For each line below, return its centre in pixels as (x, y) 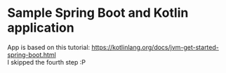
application (41, 28)
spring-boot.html (32, 55)
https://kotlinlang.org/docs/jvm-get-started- (155, 47)
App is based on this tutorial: (49, 47)
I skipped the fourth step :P (47, 62)
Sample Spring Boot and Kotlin (98, 13)
